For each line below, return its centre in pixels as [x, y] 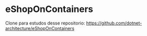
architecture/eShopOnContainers [40, 28]
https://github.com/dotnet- [114, 23]
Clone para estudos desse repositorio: [45, 23]
